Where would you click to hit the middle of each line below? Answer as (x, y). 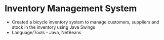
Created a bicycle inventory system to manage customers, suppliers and (85, 22)
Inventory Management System (71, 9)
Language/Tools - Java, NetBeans (46, 32)
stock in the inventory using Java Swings (53, 27)
